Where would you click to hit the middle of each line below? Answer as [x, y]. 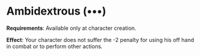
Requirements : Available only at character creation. [71, 28]
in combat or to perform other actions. [54, 46]
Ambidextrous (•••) [56, 11]
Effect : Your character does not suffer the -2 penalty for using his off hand [100, 40]
